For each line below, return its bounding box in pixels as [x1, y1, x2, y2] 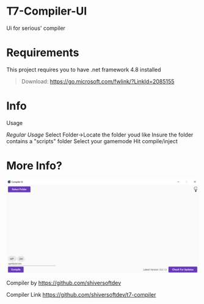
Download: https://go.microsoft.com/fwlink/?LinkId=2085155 [21, 77, 175, 85]
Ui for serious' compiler [6, 24, 66, 32]
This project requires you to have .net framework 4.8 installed [6, 66, 161, 73]
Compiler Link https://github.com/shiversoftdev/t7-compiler [6, 291, 156, 299]
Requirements [6, 46, 79, 60]
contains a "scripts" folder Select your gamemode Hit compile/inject [6, 137, 178, 144]
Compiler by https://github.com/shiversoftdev [6, 279, 122, 287]
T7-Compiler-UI [6, 4, 87, 18]
